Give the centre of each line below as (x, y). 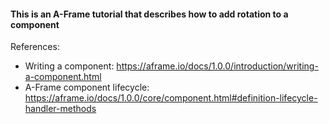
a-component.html (63, 77)
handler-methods (60, 109)
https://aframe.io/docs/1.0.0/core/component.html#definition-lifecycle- (171, 98)
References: (35, 47)
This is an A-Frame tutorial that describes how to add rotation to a (149, 14)
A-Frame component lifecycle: (87, 87)
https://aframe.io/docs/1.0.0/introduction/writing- (217, 66)
